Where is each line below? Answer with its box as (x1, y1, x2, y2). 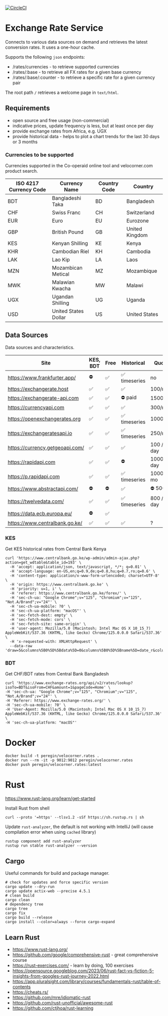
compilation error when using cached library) (5, 829, 96, 835)
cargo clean (5, 897, 30, 902)
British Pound (51, 229, 84, 236)
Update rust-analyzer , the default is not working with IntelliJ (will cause (5, 824, 153, 830)
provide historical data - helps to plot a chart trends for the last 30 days (12, 133, 160, 139)
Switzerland (126, 209, 154, 216)
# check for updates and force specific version (5, 880, 108, 885)
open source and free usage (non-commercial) (12, 117, 109, 123)
